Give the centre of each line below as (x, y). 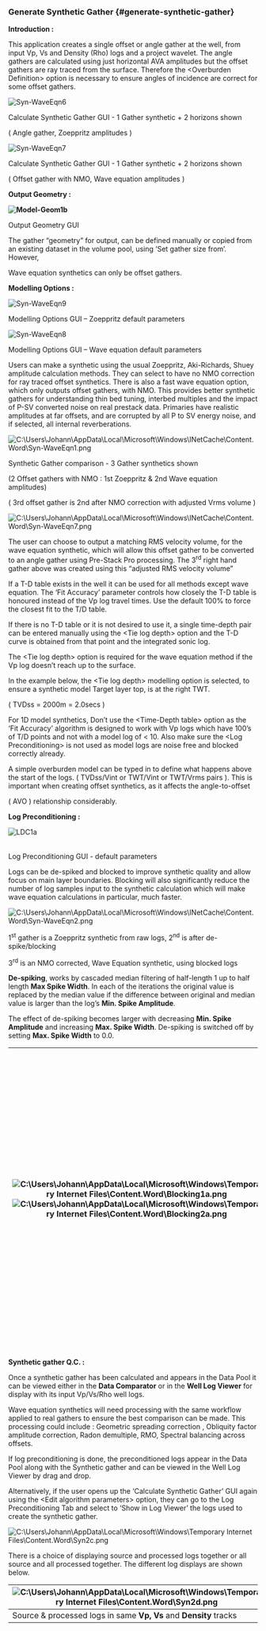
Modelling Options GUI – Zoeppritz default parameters (97, 319)
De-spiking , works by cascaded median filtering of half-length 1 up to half (129, 978)
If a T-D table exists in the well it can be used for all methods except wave (129, 584)
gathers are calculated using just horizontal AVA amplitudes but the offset (128, 61)
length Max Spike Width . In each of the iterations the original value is (121, 986)
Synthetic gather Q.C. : (47, 1362)
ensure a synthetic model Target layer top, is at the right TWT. (109, 688)
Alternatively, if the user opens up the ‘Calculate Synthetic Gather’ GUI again (133, 1491)
